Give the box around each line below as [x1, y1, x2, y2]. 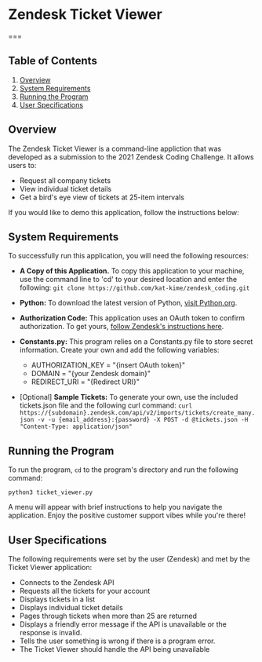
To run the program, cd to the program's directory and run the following [8, 465, 238, 474]
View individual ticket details [19, 184, 112, 193]
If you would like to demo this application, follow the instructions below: [8, 207, 239, 217]
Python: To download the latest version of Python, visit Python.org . [19, 298, 238, 308]
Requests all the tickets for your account [19, 587, 151, 595]
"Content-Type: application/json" [19, 422, 133, 431]
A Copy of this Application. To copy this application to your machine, [19, 266, 245, 276]
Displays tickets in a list [19, 594, 96, 604]
